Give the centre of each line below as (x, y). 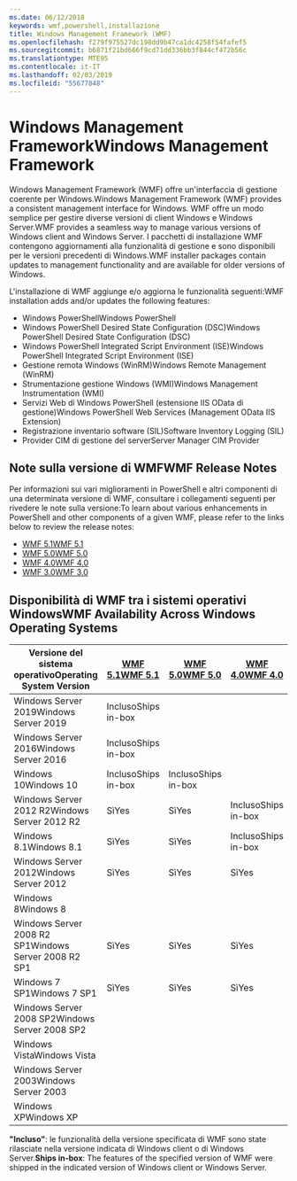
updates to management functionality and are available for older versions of (147, 264)
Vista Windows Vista (55, 1055)
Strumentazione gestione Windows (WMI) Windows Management (140, 384)
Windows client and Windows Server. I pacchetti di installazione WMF (136, 237)
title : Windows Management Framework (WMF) (91, 34)
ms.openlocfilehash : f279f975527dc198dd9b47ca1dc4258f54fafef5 (128, 42)
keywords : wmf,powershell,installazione (85, 26)
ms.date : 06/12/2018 (47, 17)
